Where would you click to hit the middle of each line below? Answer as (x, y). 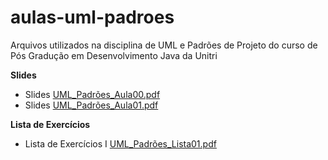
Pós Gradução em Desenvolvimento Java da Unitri (114, 55)
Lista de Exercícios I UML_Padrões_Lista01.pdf (120, 143)
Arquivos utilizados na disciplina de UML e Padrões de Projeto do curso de (164, 45)
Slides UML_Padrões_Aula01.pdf (91, 105)
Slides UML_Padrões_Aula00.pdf (92, 94)
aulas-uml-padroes (92, 17)
